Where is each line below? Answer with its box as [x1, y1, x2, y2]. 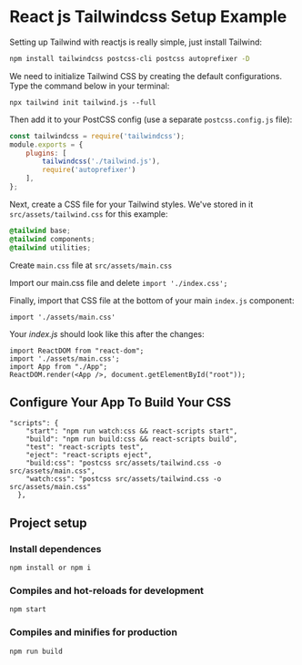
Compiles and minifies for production [9, 626, 177, 639]
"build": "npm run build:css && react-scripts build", [25, 435, 238, 444]
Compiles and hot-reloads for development [9, 584, 205, 597]
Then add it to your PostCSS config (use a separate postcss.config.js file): [9, 114, 293, 125]
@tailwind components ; [9, 234, 96, 243]
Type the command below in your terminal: [9, 80, 170, 91]
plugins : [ [25, 148, 67, 158]
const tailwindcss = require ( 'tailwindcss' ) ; [9, 131, 185, 140]
